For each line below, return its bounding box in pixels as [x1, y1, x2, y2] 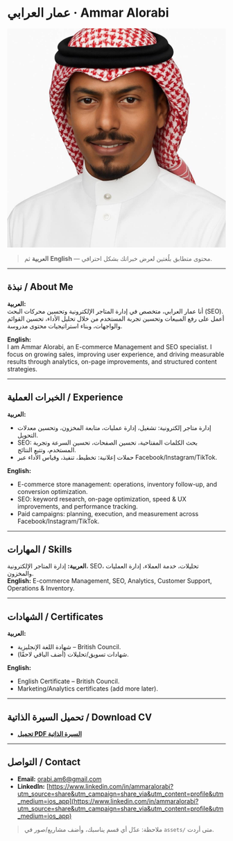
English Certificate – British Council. [17, 677, 120, 686]
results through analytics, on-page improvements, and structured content [7, 357, 217, 366]
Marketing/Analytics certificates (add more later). [17, 684, 158, 693]
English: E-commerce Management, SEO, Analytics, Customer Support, [7, 577, 212, 585]
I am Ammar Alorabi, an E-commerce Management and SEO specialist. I [7, 342, 212, 351]
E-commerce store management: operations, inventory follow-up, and [17, 480, 217, 488]
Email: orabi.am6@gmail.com [17, 774, 102, 783]
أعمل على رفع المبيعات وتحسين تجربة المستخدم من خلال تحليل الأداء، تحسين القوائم [7, 314, 225, 323]
